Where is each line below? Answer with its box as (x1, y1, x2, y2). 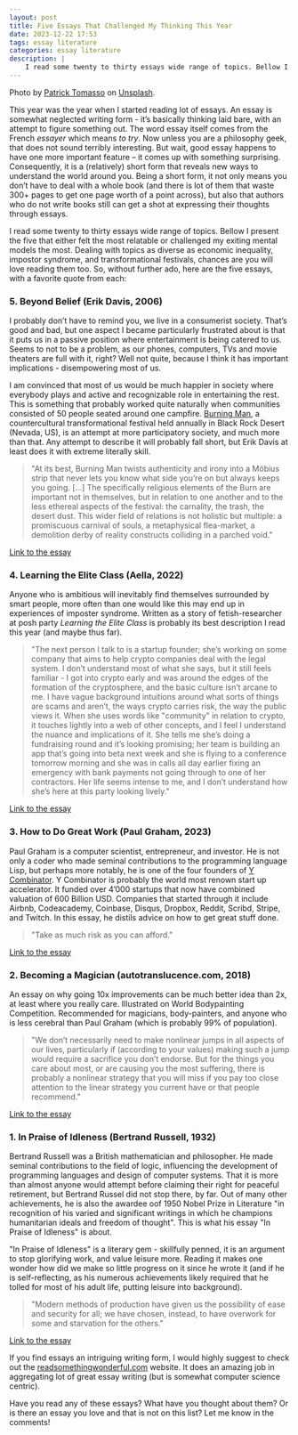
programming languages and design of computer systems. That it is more (9, 1170, 278, 1180)
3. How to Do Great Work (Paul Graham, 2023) (9, 825, 212, 838)
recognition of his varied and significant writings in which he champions (9, 1208, 273, 1219)
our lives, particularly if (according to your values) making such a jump (30, 1044, 290, 1055)
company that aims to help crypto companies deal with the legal (30, 653, 267, 664)
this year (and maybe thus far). (9, 627, 123, 637)
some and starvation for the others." (30, 1318, 165, 1329)
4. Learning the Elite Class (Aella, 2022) (9, 569, 184, 581)
